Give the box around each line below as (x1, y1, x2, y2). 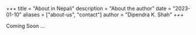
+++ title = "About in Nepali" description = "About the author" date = (6, 5, 172, 12)
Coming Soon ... (6, 23, 45, 29)
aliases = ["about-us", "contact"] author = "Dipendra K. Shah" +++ (22, 11, 184, 18)
